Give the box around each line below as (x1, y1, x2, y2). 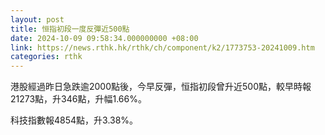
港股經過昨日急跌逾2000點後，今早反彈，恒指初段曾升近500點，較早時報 (10, 81, 312, 93)
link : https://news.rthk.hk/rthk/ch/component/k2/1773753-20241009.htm (10, 42, 315, 53)
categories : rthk (10, 52, 83, 62)
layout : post (10, 14, 65, 25)
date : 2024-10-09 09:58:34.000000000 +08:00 (10, 33, 199, 43)
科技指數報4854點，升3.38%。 (10, 114, 139, 126)
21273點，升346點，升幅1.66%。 (10, 93, 147, 105)
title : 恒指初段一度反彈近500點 (10, 24, 130, 34)
